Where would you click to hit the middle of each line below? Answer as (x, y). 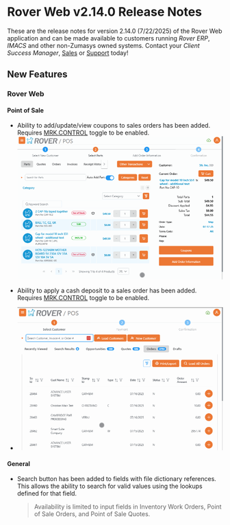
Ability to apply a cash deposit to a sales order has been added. (107, 290)
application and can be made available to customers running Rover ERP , (108, 38)
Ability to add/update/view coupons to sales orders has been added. (114, 126)
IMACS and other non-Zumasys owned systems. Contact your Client (103, 45)
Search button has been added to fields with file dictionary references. (117, 479)
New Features (37, 74)
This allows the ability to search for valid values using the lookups (110, 486)
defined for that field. (47, 493)
